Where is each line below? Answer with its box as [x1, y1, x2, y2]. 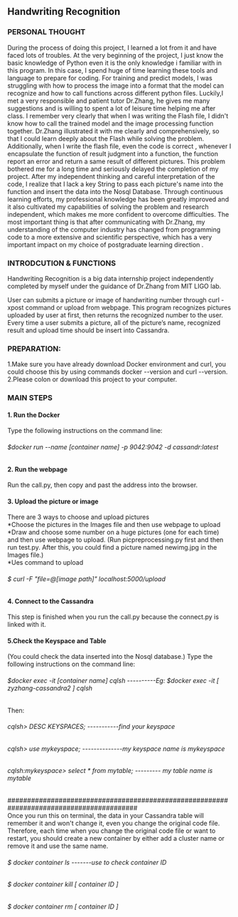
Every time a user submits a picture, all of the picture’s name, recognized [7, 318, 221, 327]
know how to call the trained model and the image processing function [7, 119, 214, 128]
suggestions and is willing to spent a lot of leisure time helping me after [7, 103, 216, 113]
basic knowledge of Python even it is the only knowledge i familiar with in [7, 58, 222, 67]
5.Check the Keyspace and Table [7, 636, 107, 645]
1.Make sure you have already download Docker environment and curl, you [7, 360, 226, 369]
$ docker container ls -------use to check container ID [7, 858, 167, 866]
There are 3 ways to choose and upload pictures [7, 513, 150, 521]
